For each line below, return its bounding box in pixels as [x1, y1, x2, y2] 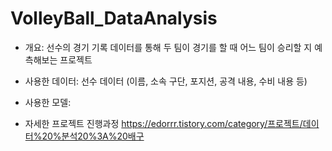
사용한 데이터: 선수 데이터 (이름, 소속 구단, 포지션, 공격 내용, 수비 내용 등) [24, 75, 308, 87]
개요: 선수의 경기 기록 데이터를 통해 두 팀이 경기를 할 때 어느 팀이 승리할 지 [24, 41, 313, 53]
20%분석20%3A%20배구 [41, 130, 145, 142]
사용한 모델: [24, 96, 72, 108]
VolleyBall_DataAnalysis [10, 7, 218, 30]
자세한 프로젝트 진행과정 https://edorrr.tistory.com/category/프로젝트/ [24, 117, 303, 129]
